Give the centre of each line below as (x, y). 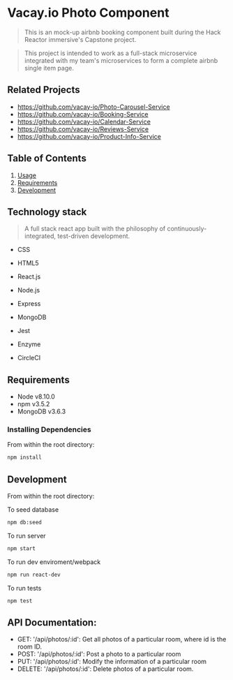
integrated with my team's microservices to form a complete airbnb (121, 60)
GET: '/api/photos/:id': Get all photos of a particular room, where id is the (122, 640)
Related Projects (44, 90)
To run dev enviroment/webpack (54, 562)
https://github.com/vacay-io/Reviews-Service (83, 129)
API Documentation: (52, 623)
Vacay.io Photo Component (88, 13)
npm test (20, 601)
